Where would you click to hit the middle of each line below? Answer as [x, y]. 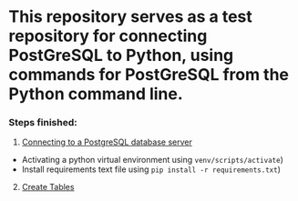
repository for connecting [108, 36]
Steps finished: [43, 123]
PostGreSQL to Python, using [121, 55]
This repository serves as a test [130, 17]
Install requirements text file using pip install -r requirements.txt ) [151, 169]
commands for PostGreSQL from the [149, 75]
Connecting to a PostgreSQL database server [107, 142]
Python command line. [96, 94]
